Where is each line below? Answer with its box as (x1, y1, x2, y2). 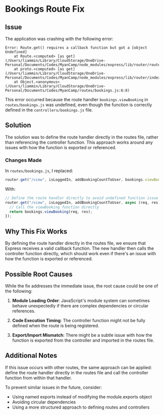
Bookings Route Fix (5, 3, 85, 15)
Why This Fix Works (5, 227, 67, 236)
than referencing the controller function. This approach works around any (5, 139, 153, 145)
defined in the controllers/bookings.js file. (5, 107, 93, 113)
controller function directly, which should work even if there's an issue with (5, 251, 156, 257)
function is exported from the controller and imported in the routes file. (12, 337, 155, 343)
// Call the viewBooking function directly (9, 204, 99, 210)
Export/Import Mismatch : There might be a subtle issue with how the (12, 332, 152, 338)
